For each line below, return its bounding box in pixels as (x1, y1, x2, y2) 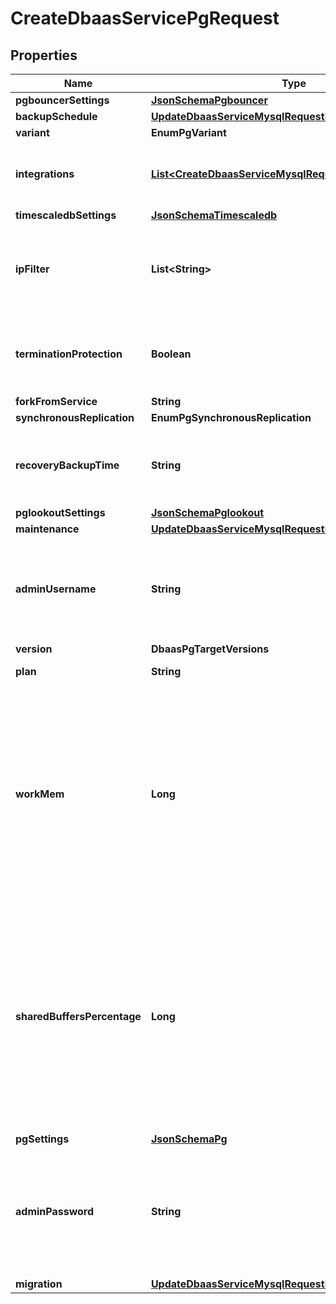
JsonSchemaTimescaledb (150, 208, 278, 222)
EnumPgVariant (150, 126, 227, 139)
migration (15, 1277, 63, 1291)
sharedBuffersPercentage (15, 1010, 142, 1023)
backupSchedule (15, 110, 98, 123)
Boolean (150, 347, 192, 361)
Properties (10, 47, 78, 64)
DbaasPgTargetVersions (150, 642, 270, 656)
